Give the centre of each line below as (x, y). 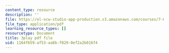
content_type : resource (30, 10)
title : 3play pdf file (29, 38)
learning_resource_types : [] (36, 29)
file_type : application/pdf (35, 24)
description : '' (22, 15)
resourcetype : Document (30, 33)
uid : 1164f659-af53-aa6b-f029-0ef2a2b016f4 (52, 43)
